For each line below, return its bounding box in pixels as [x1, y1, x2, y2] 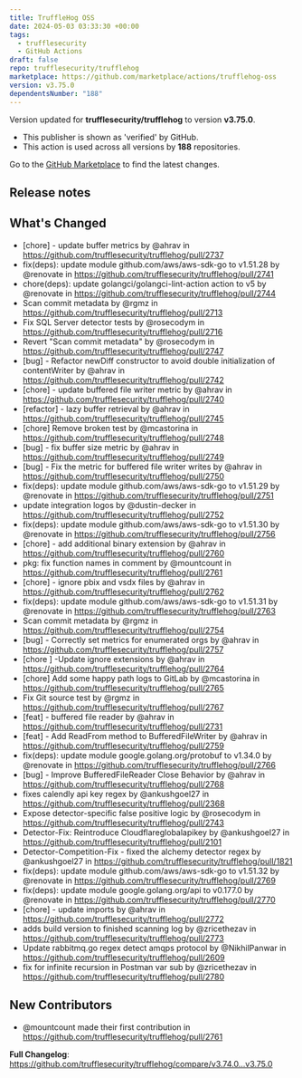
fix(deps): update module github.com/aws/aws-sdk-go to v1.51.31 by [22, 595, 278, 607]
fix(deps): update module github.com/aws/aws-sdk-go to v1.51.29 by [22, 480, 280, 491]
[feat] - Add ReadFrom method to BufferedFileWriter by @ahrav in [22, 730, 268, 741]
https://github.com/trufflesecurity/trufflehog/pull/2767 [22, 701, 224, 712]
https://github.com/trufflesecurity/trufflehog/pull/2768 [22, 778, 224, 789]
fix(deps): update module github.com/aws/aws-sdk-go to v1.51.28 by [22, 259, 280, 270]
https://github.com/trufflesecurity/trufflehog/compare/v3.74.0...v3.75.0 [9, 1058, 273, 1069]
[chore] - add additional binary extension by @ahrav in [22, 538, 226, 549]
